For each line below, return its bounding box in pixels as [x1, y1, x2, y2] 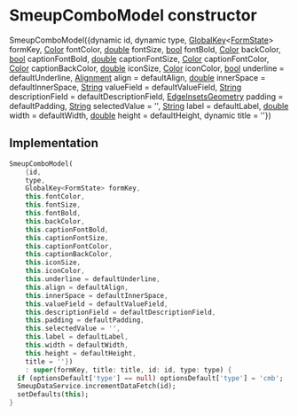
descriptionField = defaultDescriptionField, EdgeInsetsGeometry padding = [9, 90, 284, 102]
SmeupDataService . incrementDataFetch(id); [17, 382, 176, 391]
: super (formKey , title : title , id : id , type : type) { [25, 365, 232, 374]
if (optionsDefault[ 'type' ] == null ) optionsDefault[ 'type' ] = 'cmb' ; [17, 373, 284, 382]
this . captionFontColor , [25, 241, 114, 251]
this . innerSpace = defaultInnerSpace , [25, 291, 169, 300]
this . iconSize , [25, 258, 82, 267]
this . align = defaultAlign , [25, 283, 129, 292]
